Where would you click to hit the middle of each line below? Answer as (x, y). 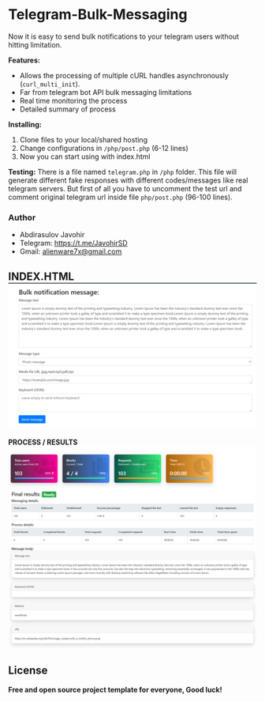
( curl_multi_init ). (50, 84)
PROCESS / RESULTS (43, 442)
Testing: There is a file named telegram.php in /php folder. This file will (123, 172)
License (28, 671)
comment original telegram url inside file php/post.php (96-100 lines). (120, 197)
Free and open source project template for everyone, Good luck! (115, 689)
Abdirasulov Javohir (52, 235)
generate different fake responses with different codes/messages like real (128, 180)
